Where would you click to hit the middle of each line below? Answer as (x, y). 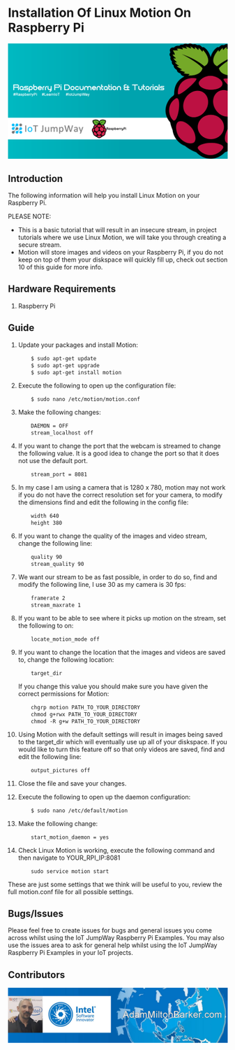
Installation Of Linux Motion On (99, 13)
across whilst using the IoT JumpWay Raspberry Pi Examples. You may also (116, 938)
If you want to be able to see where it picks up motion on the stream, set (122, 618)
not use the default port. (53, 460)
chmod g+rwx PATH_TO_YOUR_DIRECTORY (84, 714)
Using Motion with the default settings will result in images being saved (120, 734)
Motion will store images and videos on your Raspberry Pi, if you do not (121, 253)
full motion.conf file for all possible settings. (71, 892)
